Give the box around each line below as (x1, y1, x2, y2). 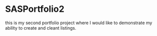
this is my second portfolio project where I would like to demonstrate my (5, 20, 153, 26)
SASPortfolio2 (5, 3, 64, 15)
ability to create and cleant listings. (5, 25, 77, 31)
